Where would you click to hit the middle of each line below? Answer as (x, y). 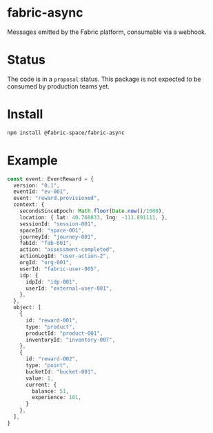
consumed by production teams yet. (59, 86)
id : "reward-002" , (52, 359)
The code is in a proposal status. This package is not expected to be (104, 79)
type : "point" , (47, 365)
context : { (29, 205)
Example (32, 160)
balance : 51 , (51, 391)
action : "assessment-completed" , (68, 250)
